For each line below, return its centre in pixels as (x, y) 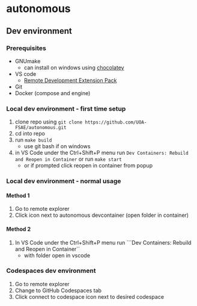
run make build (33, 140)
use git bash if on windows (57, 146)
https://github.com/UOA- (116, 122)
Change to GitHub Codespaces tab (58, 290)
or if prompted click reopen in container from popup (88, 166)
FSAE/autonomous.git (41, 128)
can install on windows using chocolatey (74, 67)
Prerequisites (26, 48)
